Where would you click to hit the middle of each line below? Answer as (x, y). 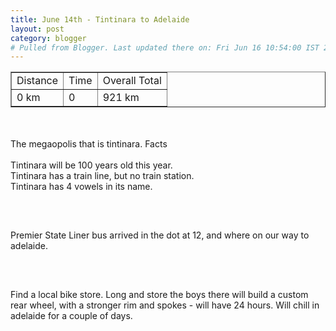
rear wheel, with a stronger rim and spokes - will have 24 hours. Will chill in (165, 305)
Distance (37, 81)
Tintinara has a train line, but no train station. (102, 176)
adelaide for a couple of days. (71, 316)
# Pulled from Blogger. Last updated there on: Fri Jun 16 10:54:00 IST (165, 47)
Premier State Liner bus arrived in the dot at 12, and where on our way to (160, 235)
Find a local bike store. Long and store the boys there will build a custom (159, 295)
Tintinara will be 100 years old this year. (91, 165)
